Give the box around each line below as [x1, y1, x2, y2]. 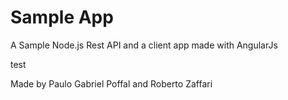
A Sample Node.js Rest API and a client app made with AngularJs [10, 39, 278, 51]
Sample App [10, 6, 114, 29]
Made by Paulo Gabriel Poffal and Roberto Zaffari [10, 77, 213, 90]
